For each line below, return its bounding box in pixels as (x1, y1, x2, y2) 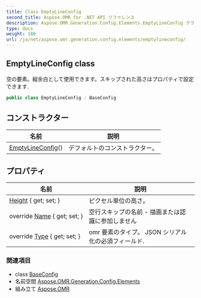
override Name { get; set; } (9, 212, 84, 220)
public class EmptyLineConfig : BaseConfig (6, 95, 117, 101)
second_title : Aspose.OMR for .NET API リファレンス (6, 14, 135, 20)
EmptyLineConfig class (6, 59, 95, 69)
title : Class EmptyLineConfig (6, 8, 82, 15)
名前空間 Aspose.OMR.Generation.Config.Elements (14, 278, 141, 285)
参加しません (100, 217, 137, 225)
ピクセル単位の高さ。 (89, 197, 150, 205)
